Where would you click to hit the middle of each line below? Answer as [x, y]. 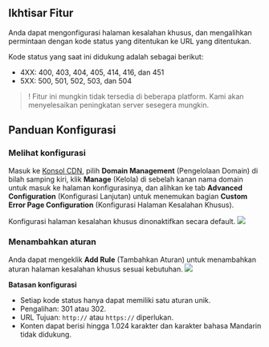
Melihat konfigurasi [47, 153]
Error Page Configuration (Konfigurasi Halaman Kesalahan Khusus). [121, 205]
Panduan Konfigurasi [62, 131]
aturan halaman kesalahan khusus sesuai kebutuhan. [96, 269]
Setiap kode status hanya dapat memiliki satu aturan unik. [115, 300]
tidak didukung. [46, 334]
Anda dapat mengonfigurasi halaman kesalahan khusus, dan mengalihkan [130, 32]
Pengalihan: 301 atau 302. [63, 308]
